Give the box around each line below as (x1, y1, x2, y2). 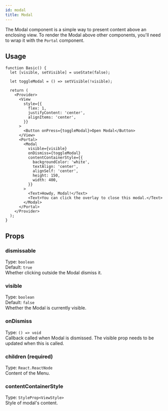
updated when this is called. (5, 340, 65, 346)
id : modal (5, 7, 26, 13)
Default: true (5, 264, 33, 270)
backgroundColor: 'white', (32, 160, 90, 165)
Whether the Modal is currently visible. (5, 305, 87, 311)
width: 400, (32, 178, 58, 183)
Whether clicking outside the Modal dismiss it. (5, 270, 102, 275)
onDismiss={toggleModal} (27, 150, 81, 156)
